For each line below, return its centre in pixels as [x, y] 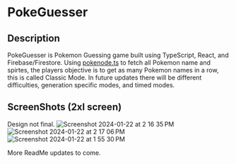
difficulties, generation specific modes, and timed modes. [91, 85]
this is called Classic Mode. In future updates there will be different [105, 77]
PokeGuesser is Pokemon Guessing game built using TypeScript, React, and [118, 55]
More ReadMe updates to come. [54, 153]
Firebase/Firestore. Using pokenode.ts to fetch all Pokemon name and [109, 63]
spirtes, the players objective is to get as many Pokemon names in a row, [113, 70]
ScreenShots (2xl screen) [65, 107]
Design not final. [31, 124]
